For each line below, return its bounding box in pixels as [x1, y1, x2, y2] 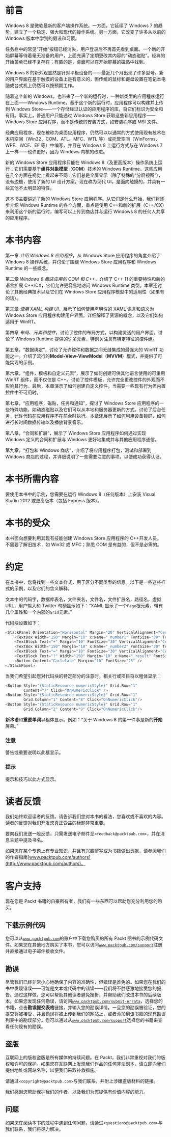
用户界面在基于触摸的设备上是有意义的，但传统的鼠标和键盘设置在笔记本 [9, 76, 161, 82]
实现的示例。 [9, 359, 37, 365]
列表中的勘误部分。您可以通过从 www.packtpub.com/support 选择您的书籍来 [5, 1017, 158, 1023]
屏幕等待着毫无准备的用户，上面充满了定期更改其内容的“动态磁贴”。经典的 [9, 52, 165, 59]
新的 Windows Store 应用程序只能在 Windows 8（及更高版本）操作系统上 [5, 159, 158, 166]
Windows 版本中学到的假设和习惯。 [5, 35, 80, 41]
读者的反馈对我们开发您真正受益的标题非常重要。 [5, 820, 108, 826]
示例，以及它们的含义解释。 [14, 585, 72, 591]
